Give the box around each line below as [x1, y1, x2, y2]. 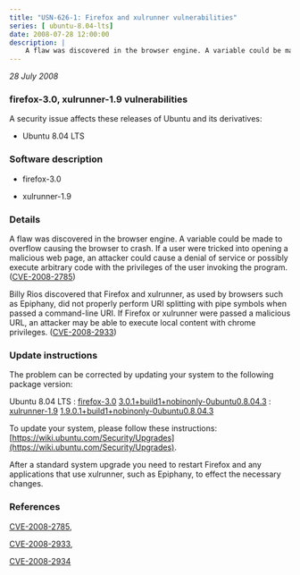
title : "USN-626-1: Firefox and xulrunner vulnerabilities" [9, 13, 238, 22]
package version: [9, 379, 73, 390]
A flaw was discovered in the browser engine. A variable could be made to [9, 233, 283, 244]
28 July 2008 [9, 71, 59, 81]
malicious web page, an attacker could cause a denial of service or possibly [9, 252, 288, 264]
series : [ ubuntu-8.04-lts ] [9, 21, 114, 30]
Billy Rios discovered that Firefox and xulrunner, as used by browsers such [9, 289, 284, 300]
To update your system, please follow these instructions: [9, 423, 217, 434]
